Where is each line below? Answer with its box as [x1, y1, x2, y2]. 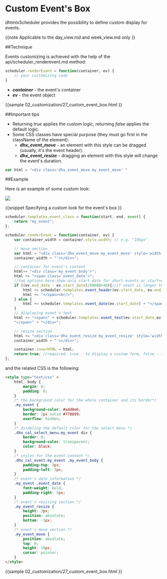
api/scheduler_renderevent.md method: [5, 59, 86, 65]
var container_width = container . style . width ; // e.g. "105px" [14, 237, 148, 242]
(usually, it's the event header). [19, 147, 83, 153]
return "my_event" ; [14, 219, 55, 224]
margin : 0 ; [23, 384, 46, 389]
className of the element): [12, 137, 70, 143]
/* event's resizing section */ [14, 500, 81, 505]
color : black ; [23, 444, 52, 449]
